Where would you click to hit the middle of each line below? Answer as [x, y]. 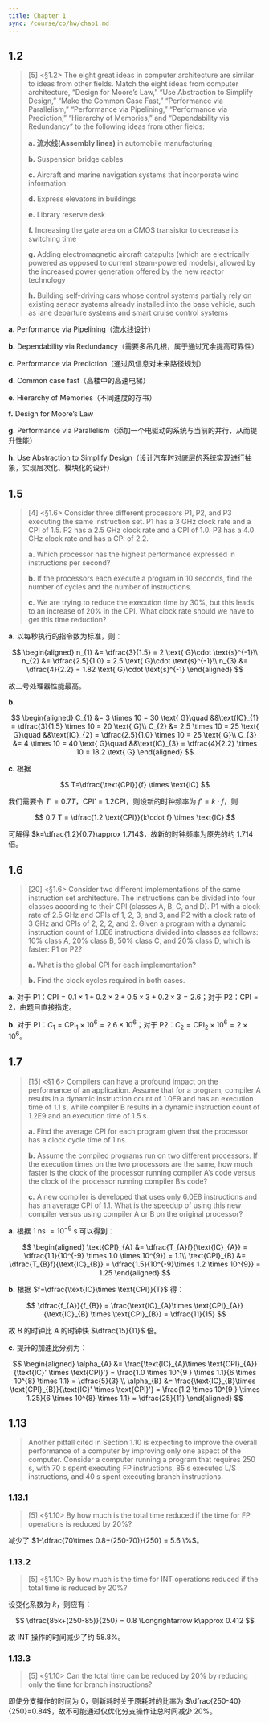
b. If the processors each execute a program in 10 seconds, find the [140, 578]
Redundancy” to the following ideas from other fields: [116, 126]
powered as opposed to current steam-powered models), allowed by [141, 263]
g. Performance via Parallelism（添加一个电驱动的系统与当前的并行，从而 [129, 431]
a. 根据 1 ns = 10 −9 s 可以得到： [61, 1230]
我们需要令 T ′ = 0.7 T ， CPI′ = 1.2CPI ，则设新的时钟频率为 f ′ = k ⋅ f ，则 [123, 801]
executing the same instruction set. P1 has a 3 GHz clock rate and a [139, 522]
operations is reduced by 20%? [80, 1523]
